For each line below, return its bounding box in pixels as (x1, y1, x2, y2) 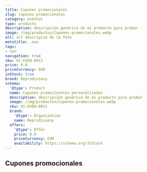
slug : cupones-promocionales (5, 12, 65, 17)
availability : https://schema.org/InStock (14, 141, 103, 146)
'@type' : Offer (14, 127, 46, 132)
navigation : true (5, 53, 41, 58)
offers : (9, 122, 26, 127)
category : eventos (5, 16, 43, 21)
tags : (5, 44, 16, 49)
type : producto (5, 21, 37, 26)
